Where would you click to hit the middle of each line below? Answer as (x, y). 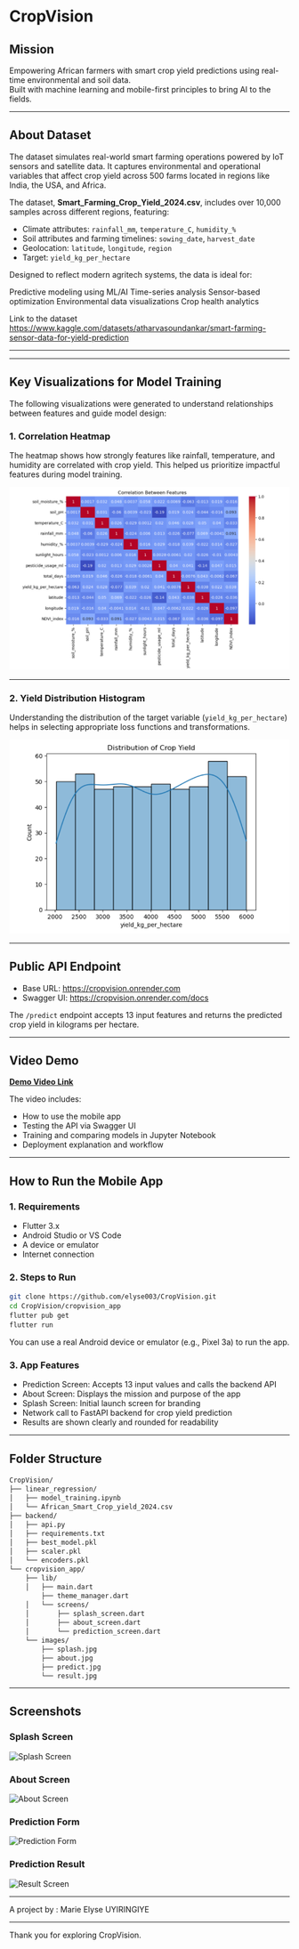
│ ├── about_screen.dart (83, 1623)
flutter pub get (39, 1316)
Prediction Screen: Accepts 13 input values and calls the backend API (149, 1385)
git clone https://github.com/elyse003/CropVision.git (113, 1297)
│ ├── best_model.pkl (53, 1543)
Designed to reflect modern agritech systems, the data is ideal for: (131, 274)
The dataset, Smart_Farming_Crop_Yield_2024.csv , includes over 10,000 (145, 202)
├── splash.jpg (69, 1650)
